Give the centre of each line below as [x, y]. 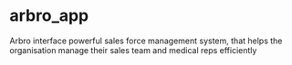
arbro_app [49, 16]
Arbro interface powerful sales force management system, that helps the [146, 41]
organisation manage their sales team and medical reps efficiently [133, 50]
